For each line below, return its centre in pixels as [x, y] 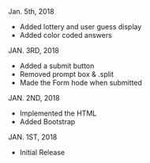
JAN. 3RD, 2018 [34, 50]
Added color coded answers [66, 35]
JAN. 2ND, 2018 [34, 98]
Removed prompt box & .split [67, 74]
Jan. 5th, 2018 [31, 11]
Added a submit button [57, 66]
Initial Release [42, 152]
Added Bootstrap [47, 121]
